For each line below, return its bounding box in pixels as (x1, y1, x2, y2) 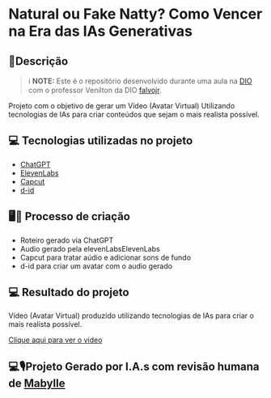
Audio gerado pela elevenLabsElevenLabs (19, 243, 160, 253)
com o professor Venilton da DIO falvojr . (28, 86, 162, 95)
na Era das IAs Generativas (8, 22, 193, 40)
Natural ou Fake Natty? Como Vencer (8, 5, 263, 23)
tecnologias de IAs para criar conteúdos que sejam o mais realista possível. (8, 110, 260, 119)
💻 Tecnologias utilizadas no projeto (8, 134, 193, 148)
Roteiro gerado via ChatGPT (19, 235, 114, 245)
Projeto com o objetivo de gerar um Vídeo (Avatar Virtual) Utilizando (8, 101, 235, 110)
